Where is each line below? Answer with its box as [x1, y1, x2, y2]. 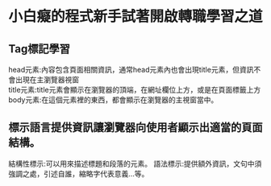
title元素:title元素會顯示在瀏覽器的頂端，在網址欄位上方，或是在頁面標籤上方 [8, 85, 261, 94]
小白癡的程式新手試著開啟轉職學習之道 [8, 7, 264, 26]
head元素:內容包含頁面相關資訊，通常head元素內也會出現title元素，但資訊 [8, 65, 254, 74]
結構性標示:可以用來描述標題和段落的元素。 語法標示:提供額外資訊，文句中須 [8, 159, 262, 168]
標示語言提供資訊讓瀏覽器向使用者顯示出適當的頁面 [8, 121, 263, 134]
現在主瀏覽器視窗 [22, 75, 79, 85]
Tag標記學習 [8, 42, 70, 56]
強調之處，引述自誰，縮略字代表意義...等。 [8, 168, 149, 178]
